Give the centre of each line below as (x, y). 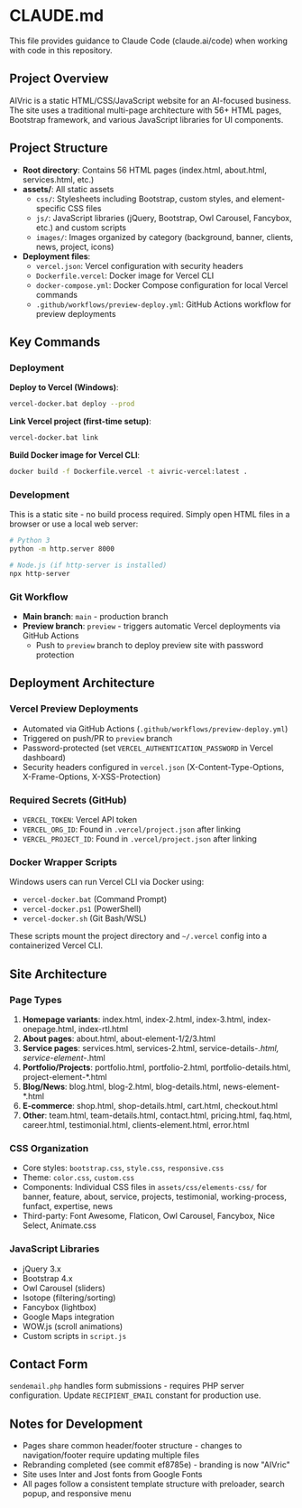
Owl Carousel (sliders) (64, 1288)
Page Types (36, 1000)
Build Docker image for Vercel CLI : (75, 455)
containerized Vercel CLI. (56, 945)
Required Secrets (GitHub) (69, 800)
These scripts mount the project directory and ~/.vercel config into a (138, 936)
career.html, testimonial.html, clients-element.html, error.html (136, 1124)
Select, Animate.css (59, 1225)
